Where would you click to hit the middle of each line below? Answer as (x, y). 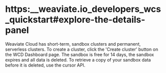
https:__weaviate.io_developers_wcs (83, 9)
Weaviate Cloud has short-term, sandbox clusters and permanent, (73, 44)
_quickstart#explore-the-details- (75, 20)
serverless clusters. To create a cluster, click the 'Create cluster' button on (82, 49)
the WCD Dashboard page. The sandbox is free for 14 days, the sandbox (80, 54)
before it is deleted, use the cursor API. (45, 65)
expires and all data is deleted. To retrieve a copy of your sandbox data (78, 60)
